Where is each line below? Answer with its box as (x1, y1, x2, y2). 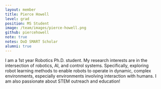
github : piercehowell (5, 30, 49, 35)
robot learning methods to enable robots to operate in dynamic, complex (5, 67, 151, 74)
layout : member (5, 7, 36, 12)
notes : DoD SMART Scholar (5, 39, 58, 44)
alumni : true (5, 44, 32, 49)
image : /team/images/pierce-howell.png (5, 26, 87, 30)
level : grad (5, 16, 29, 21)
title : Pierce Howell (5, 12, 49, 17)
